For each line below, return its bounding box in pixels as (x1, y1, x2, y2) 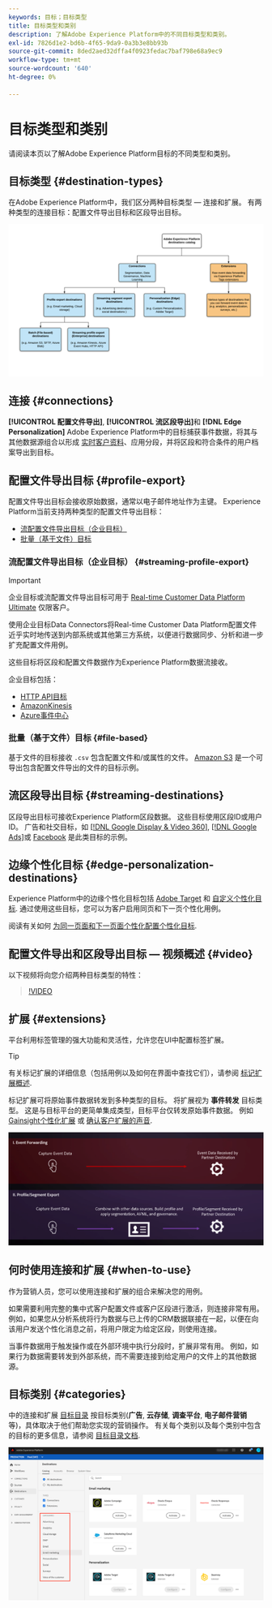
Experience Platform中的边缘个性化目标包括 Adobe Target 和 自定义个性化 (8, 893, 255, 904)
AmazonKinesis (19, 700, 73, 710)
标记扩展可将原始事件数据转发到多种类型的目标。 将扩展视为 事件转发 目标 (8, 1095, 256, 1105)
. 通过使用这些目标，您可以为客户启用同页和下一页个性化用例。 (15, 904, 225, 914)
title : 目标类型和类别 (8, 21, 77, 30)
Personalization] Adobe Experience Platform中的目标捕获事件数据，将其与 (8, 427, 258, 437)
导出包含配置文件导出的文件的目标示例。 (8, 763, 143, 772)
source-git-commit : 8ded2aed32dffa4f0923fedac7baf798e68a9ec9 (8, 47, 223, 56)
